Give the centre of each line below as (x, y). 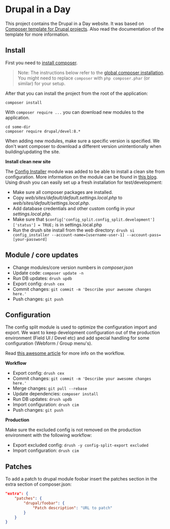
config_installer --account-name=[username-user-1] (68, 235)
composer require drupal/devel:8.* (43, 131)
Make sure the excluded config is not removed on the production (73, 430)
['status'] (24, 225)
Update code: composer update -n (48, 273)
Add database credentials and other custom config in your (74, 208)
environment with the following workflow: (49, 435)
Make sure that (28, 219)
